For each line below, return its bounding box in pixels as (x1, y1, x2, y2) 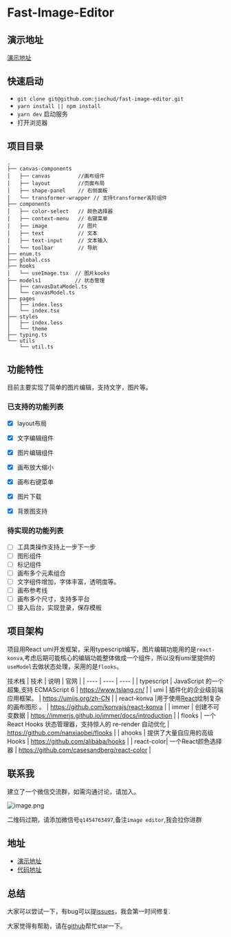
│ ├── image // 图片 (7, 222, 98, 229)
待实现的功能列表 (7, 526, 64, 536)
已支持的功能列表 (7, 402, 64, 412)
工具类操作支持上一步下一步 (16, 543, 96, 551)
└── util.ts (19, 343, 54, 350)
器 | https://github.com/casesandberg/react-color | (7, 746, 151, 754)
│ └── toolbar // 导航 (7, 244, 98, 251)
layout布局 (16, 419, 47, 428)
